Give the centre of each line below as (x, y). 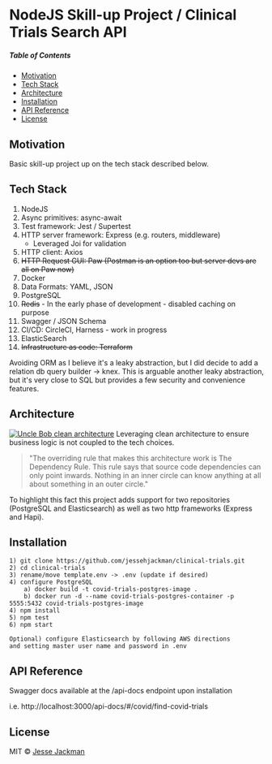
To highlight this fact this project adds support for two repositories (119, 499)
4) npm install (35, 611)
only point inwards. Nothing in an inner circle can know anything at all (145, 475)
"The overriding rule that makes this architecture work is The (130, 458)
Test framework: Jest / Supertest (76, 226)
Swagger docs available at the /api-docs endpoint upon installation (121, 691)
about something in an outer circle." (89, 484)
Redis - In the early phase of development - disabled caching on (128, 304)
